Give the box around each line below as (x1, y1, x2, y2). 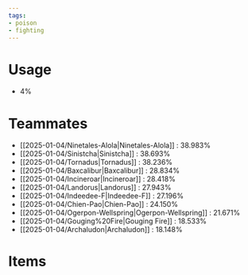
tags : (8, 11, 26, 20)
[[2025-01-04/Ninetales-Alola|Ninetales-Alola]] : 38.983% (19, 140, 211, 151)
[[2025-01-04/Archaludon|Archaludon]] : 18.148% (19, 225, 183, 235)
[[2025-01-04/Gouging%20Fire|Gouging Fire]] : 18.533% (19, 216, 207, 226)
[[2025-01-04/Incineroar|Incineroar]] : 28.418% (19, 174, 176, 184)
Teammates (8, 114, 88, 132)
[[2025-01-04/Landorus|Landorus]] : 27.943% (19, 183, 172, 193)
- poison (8, 19, 37, 27)
